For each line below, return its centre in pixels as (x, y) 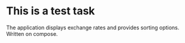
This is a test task (51, 11)
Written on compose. (32, 33)
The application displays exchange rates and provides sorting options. (93, 27)
